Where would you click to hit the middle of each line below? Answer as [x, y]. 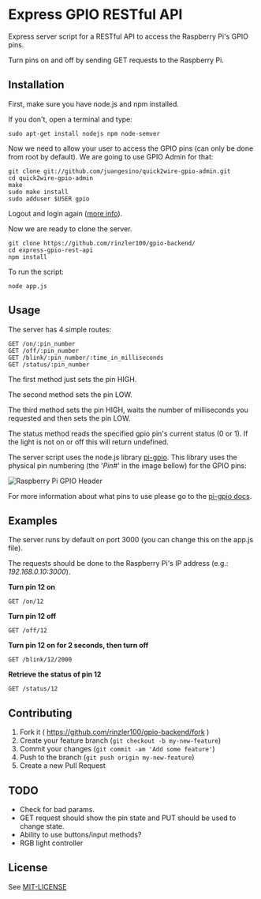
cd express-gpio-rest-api [50, 250]
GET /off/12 [28, 631]
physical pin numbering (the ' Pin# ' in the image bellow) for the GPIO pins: [127, 465]
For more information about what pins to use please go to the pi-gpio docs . [130, 496]
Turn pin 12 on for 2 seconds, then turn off [78, 646]
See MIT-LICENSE [37, 886]
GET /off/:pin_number [44, 350]
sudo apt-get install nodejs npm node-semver [84, 133]
